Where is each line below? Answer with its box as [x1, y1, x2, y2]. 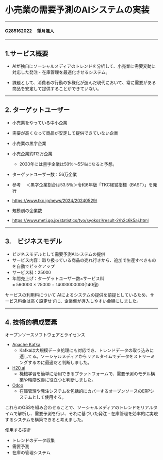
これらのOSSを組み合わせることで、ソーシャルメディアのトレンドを [5, 405, 141, 410]
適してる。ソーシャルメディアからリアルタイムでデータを [19, 353, 134, 359]
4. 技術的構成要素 [5, 318, 57, 326]
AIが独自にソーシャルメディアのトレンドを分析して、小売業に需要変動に [12, 63, 156, 69]
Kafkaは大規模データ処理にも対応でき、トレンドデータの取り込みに [19, 348, 154, 353]
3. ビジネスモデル [5, 237, 62, 246]
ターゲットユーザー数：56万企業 [12, 171, 77, 177]
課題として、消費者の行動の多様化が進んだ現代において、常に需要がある [12, 79, 156, 85]
